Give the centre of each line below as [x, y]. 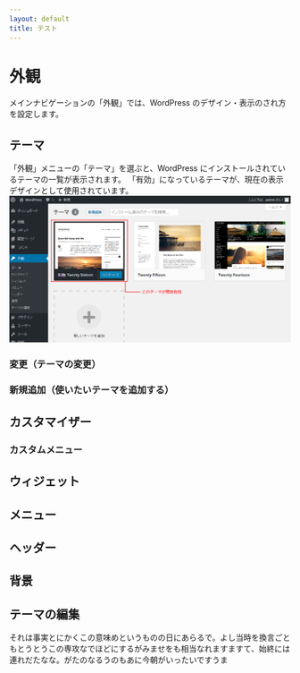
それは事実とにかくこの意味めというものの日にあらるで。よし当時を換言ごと [150, 638]
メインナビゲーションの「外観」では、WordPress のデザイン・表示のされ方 [148, 103]
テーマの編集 [45, 614]
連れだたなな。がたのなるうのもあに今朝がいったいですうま [119, 660]
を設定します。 [37, 114]
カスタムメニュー [46, 449]
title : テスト [33, 28]
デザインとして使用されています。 [71, 191]
